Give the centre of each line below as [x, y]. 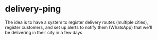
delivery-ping [33, 9]
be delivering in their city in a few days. [44, 32]
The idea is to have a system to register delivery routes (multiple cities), [77, 22]
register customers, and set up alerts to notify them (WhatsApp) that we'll [78, 27]
